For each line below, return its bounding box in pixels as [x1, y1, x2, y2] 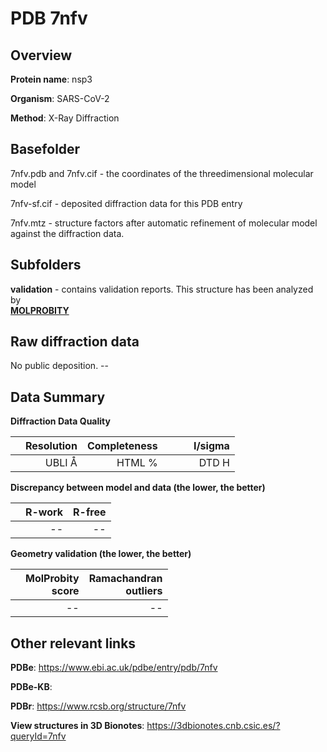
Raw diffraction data [10, 333, 140, 351]
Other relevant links [10, 635, 137, 652]
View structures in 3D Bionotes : [10, 720, 145, 732]
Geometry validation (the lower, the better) [10, 548, 192, 560]
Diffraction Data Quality [10, 415, 111, 427]
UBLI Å [44, 456, 78, 470]
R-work [25, 505, 64, 519]
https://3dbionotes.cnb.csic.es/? [146, 720, 281, 732]
